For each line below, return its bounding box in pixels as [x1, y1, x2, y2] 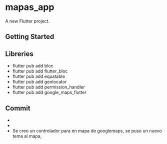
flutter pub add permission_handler [12, 84, 85, 90]
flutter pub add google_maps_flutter [12, 89, 86, 95]
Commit [5, 104, 31, 112]
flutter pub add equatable [12, 73, 65, 79]
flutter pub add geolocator [12, 79, 67, 85]
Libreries [5, 49, 33, 58]
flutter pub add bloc [12, 63, 53, 69]
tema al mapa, [12, 133, 42, 139]
